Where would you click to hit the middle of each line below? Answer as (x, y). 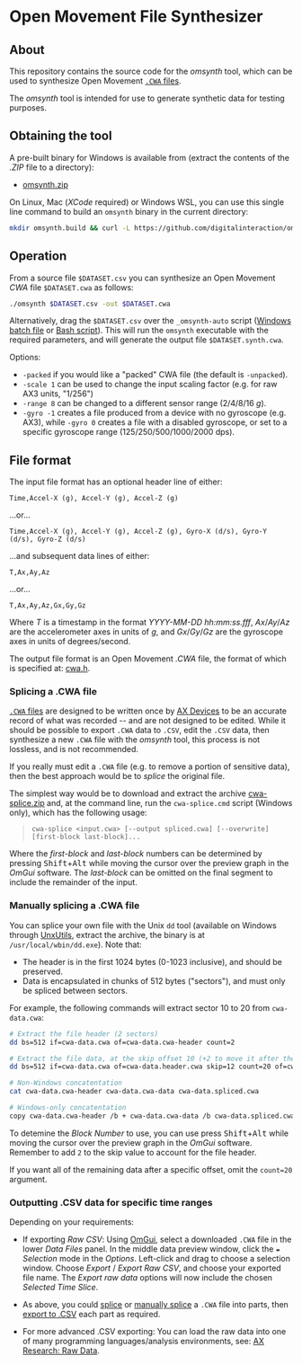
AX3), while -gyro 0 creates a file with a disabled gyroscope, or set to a (155, 422)
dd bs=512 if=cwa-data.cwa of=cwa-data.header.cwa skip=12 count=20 (140, 1067)
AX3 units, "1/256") (58, 394)
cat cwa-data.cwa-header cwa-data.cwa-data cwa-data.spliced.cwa (134, 1092)
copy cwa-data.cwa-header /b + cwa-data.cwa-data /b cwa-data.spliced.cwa (152, 1116)
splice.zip (27, 803)
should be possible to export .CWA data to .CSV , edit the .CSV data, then (139, 731)
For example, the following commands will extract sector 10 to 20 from (140, 1007)
